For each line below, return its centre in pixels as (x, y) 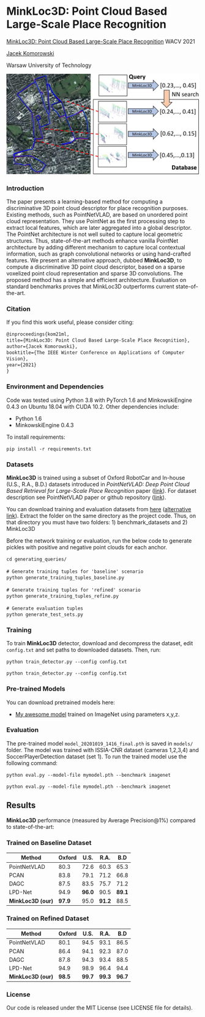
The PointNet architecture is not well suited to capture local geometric (95, 234)
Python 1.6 (28, 418)
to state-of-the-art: (30, 827)
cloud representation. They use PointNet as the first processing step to (96, 221)
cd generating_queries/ (37, 559)
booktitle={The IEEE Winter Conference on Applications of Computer (95, 353)
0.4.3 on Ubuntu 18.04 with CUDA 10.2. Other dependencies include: (93, 406)
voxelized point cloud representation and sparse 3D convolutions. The (95, 273)
